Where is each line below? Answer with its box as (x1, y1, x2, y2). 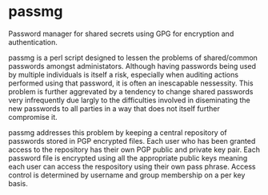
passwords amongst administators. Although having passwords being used (8, 61, 257, 70)
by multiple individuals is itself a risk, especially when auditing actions (8, 70, 238, 79)
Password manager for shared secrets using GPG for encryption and (8, 29, 234, 38)
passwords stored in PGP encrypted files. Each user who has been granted (8, 136, 256, 145)
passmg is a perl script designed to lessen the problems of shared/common (8, 53, 258, 62)
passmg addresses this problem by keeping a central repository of (8, 127, 228, 137)
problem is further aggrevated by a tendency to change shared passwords (8, 86, 254, 96)
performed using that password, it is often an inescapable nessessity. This (8, 78, 254, 88)
